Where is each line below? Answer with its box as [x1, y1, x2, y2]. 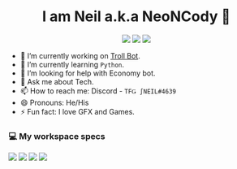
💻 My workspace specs [8, 130, 106, 141]
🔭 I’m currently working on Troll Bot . [19, 50, 140, 60]
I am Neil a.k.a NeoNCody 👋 [41, 7, 231, 26]
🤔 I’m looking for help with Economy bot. [19, 68, 156, 78]
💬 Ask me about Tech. [19, 76, 94, 86]
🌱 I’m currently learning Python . [19, 59, 124, 69]
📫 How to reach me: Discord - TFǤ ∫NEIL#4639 [19, 85, 177, 96]
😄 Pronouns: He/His [19, 97, 89, 107]
